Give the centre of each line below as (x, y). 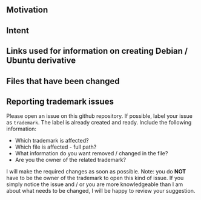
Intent (18, 31)
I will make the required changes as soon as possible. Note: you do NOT (96, 172)
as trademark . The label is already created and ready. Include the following (99, 123)
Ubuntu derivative (41, 61)
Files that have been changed (63, 81)
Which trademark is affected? (52, 141)
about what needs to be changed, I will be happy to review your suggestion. (101, 191)
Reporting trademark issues (60, 101)
